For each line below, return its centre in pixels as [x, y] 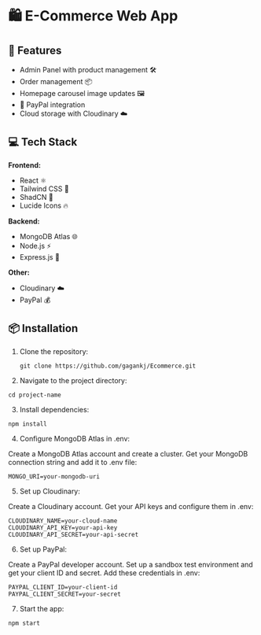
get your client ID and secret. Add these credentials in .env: [104, 573]
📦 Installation [43, 329]
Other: [19, 272]
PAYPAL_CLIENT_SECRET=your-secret [65, 594]
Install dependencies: [54, 409]
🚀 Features [35, 50]
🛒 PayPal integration [52, 105]
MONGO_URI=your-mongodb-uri [54, 476]
